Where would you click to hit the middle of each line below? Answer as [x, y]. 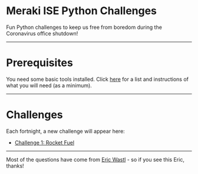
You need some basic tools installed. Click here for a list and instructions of [98, 79]
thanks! [15, 166]
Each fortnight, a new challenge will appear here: [65, 131]
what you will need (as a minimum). [49, 85]
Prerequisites [40, 63]
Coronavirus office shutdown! [42, 33]
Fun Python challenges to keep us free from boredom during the [84, 27]
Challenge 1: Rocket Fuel [44, 142]
